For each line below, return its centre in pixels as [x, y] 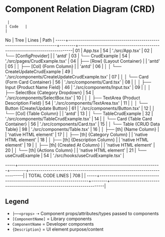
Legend [17, 202]
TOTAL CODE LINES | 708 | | [57, 175]
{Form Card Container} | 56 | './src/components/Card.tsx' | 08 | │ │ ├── [78, 82]
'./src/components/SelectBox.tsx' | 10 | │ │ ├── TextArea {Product [73, 98]
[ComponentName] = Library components [52, 219]
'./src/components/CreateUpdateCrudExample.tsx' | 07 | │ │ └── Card [77, 77]
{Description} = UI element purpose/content [58, 229]
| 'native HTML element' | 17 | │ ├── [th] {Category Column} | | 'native [76, 134]
